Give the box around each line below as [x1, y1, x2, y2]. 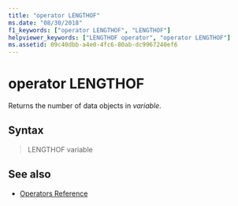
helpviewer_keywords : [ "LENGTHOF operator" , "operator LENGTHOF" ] [8, 33, 231, 42]
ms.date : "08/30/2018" [8, 19, 83, 27]
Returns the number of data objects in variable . [8, 101, 162, 110]
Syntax [8, 124, 44, 137]
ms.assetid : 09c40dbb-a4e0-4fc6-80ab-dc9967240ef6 [8, 41, 178, 49]
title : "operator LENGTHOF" [8, 11, 101, 20]
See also [8, 167, 51, 182]
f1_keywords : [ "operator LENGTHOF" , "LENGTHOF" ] [8, 26, 171, 34]
